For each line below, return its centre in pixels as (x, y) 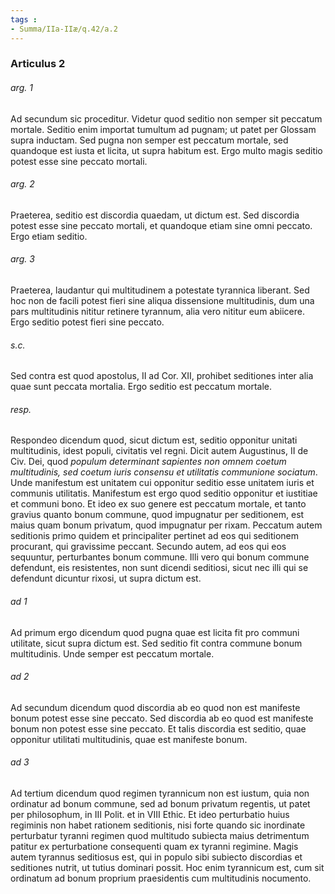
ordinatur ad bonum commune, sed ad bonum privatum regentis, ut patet (160, 804)
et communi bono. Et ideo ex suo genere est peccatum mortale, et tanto (158, 504)
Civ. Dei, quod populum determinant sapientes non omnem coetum (148, 462)
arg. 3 (22, 259)
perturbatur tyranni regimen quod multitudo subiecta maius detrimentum (160, 836)
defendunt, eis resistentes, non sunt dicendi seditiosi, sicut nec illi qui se (159, 568)
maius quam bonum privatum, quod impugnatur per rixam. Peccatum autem (166, 525)
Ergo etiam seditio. (49, 236)
